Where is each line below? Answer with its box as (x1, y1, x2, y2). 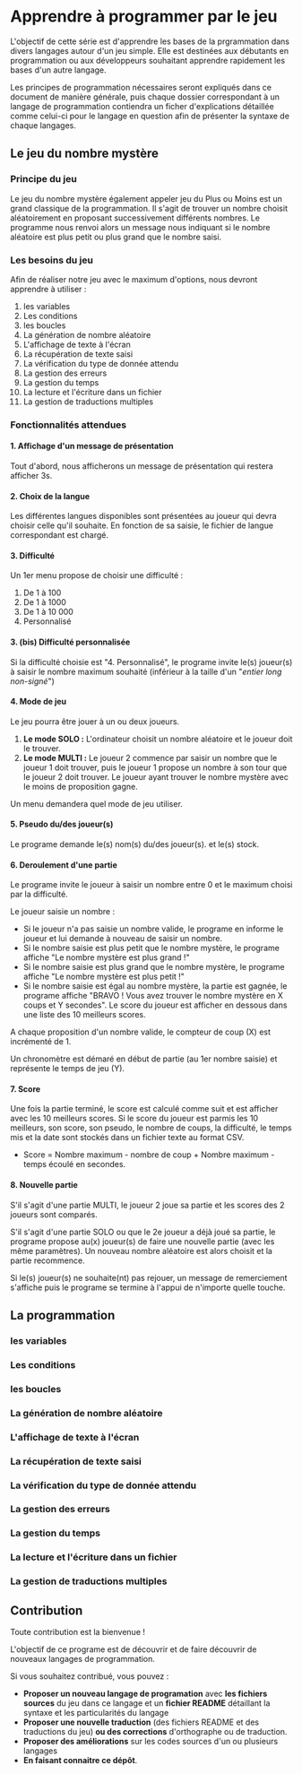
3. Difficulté (10, 550, 55, 561)
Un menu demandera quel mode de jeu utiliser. (10, 798, 183, 809)
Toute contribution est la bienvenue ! (10, 1627, 146, 1638)
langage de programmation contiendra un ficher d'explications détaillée (10, 100, 274, 111)
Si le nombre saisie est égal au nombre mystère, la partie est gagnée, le (22, 981, 288, 991)
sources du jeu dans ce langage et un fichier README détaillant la (22, 1698, 271, 1709)
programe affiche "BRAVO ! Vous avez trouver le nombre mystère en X (22, 991, 283, 1001)
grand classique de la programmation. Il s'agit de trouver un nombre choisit (10, 203, 288, 213)
